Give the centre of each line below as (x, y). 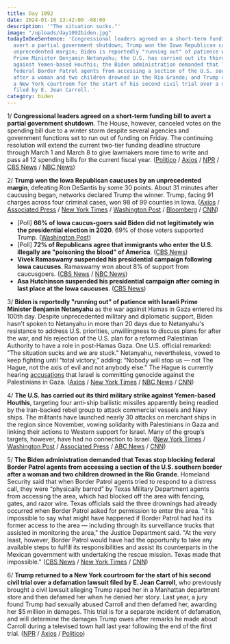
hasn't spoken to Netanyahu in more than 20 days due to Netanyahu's (106, 324)
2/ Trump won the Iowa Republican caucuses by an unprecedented (104, 180)
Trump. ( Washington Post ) (54, 237)
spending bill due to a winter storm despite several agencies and (98, 130)
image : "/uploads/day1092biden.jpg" (59, 33)
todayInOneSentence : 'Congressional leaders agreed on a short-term (107, 39)
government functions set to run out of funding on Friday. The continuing (110, 138)
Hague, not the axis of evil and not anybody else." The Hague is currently (110, 367)
